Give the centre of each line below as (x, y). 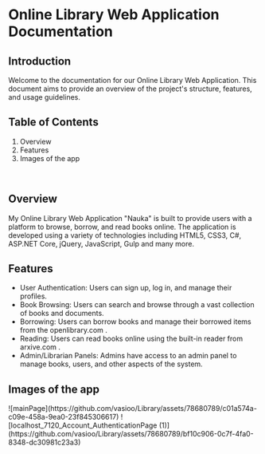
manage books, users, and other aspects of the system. (111, 364)
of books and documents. (62, 314)
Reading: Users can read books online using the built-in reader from (131, 339)
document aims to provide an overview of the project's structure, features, (130, 89)
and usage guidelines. (45, 97)
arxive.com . (40, 347)
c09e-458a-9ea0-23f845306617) (64, 417)
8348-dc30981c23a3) (45, 442)
